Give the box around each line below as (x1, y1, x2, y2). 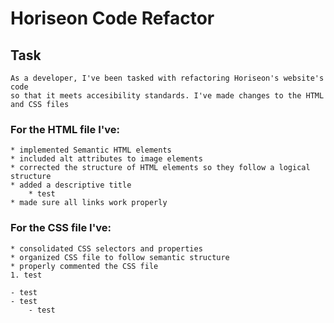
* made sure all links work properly (10, 198, 168, 208)
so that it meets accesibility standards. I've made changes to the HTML (10, 91, 325, 101)
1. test (10, 270, 43, 280)
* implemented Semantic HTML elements (10, 145, 172, 156)
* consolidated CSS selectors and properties (10, 243, 203, 254)
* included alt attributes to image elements (10, 154, 203, 164)
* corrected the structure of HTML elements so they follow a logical (10, 163, 311, 173)
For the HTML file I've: (10, 122, 121, 136)
